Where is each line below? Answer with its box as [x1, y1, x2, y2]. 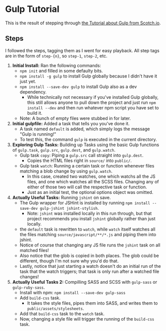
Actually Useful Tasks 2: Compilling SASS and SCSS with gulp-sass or [12, 279, 158, 285]
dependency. [19, 88, 47, 95]
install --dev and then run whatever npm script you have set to [27, 104, 159, 110]
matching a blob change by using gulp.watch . [19, 168, 112, 174]
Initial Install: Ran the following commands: [12, 62, 102, 68]
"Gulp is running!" [19, 131, 56, 137]
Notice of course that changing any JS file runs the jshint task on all [19, 242, 161, 248]
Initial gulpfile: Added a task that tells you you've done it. [12, 120, 130, 126]
